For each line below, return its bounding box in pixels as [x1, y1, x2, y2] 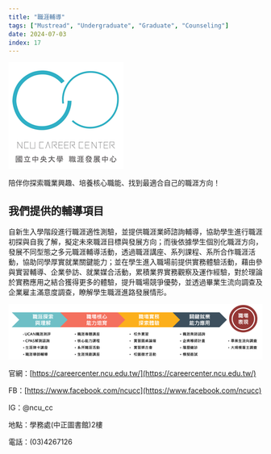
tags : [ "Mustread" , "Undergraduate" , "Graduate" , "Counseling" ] [8, 21, 229, 30]
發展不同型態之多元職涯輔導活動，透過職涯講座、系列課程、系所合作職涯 [8, 247, 248, 257]
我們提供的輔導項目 [8, 204, 104, 218]
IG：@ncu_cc [8, 403, 54, 413]
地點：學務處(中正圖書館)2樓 [8, 420, 103, 430]
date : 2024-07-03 [8, 30, 67, 38]
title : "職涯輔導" [8, 13, 66, 21]
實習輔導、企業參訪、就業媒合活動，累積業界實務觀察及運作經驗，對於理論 [15, 267, 263, 277]
